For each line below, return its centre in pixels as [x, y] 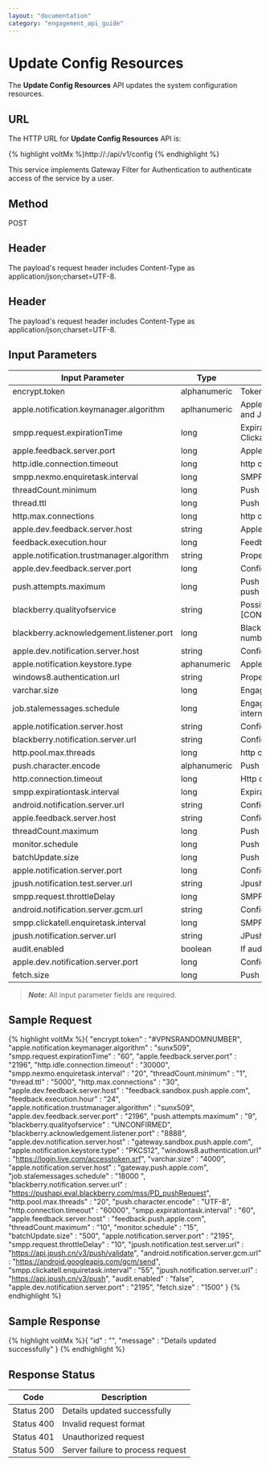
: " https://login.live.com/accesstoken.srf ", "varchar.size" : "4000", [117, 1159]
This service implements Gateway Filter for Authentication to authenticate [130, 170]
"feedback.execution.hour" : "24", [64, 1099]
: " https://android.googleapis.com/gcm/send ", [84, 1262]
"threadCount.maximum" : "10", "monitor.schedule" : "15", [104, 1228]
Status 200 [33, 1410]
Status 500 [33, 1450]
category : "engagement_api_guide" [66, 23]
